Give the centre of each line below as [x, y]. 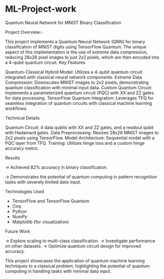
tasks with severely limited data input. [43, 182]
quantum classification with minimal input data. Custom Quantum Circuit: [79, 87]
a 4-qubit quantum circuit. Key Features [45, 62]
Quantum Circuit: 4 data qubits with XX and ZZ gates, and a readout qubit [79, 127]
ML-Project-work [41, 9]
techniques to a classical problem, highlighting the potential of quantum [78, 266]
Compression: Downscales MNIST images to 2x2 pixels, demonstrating [77, 82]
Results [13, 157]
